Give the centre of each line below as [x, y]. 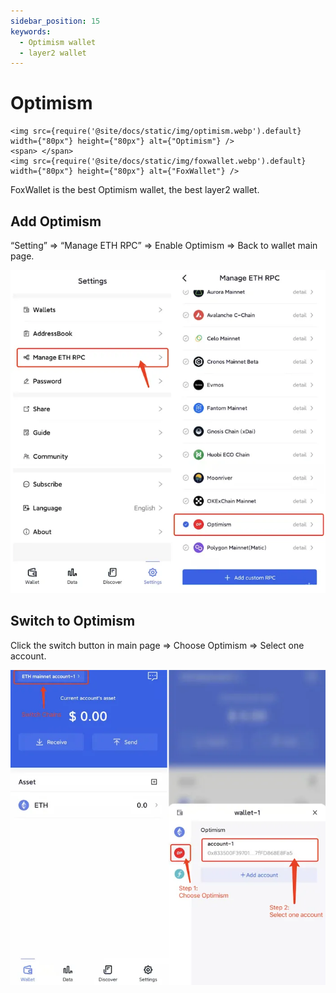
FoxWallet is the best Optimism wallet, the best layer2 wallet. [135, 190]
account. [28, 656]
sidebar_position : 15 [55, 21]
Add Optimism [56, 221]
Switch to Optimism [73, 621]
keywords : [31, 31]
